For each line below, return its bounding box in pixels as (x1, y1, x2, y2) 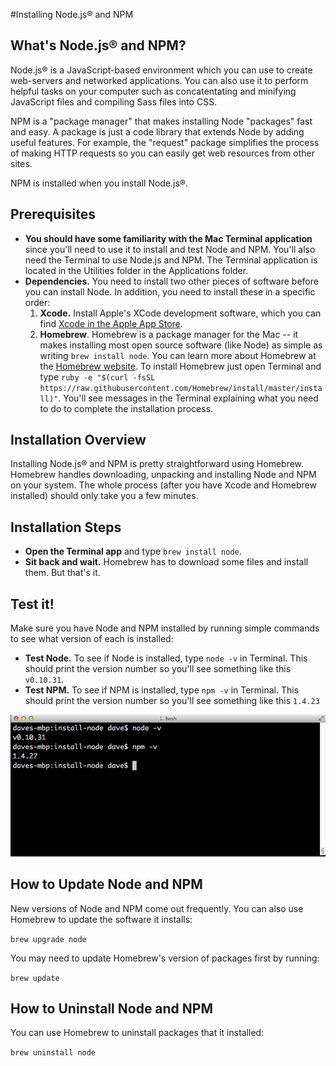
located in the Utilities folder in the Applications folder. (24, 264, 249, 276)
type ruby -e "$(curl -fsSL (39, 370, 156, 383)
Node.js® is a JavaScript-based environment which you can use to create (10, 64, 313, 76)
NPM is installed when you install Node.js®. (10, 177, 189, 189)
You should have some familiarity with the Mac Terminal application (24, 232, 313, 244)
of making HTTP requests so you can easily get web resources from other (10, 147, 316, 159)
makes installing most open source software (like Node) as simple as (39, 339, 323, 351)
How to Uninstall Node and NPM (10, 1000, 214, 1018)
